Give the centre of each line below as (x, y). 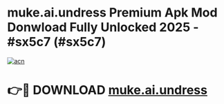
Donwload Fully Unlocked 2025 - (103, 27)
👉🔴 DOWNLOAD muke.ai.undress (107, 90)
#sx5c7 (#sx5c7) (57, 42)
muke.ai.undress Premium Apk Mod (112, 13)
